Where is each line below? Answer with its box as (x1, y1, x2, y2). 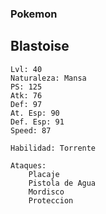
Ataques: (10, 160, 47, 171)
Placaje (28, 169, 60, 179)
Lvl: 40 (10, 64, 43, 74)
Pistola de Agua (28, 178, 97, 188)
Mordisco (28, 187, 65, 197)
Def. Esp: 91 (10, 117, 65, 127)
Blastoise (10, 38, 70, 55)
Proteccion (28, 195, 74, 206)
